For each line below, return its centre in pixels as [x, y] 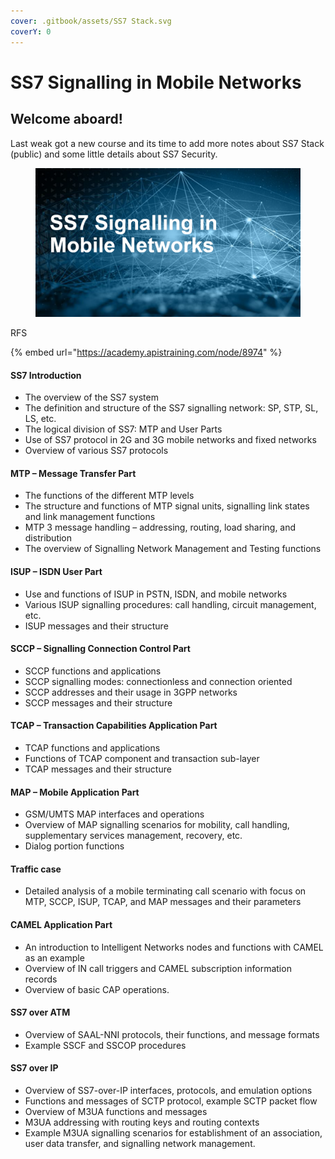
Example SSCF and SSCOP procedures [105, 1045]
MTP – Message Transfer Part [73, 473]
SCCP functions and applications [93, 671]
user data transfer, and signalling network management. [140, 1144]
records [41, 979]
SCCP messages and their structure [98, 702]
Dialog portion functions [74, 846]
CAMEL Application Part [61, 925]
